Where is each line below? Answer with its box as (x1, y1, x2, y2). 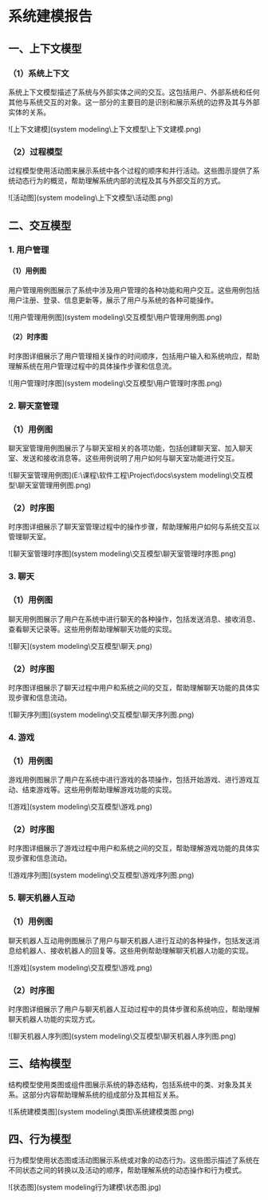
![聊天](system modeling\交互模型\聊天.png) (8, 641, 153, 650)
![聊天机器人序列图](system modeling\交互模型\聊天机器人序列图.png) (8, 1031, 237, 1041)
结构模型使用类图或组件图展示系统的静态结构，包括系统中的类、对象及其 (8, 1079, 246, 1089)
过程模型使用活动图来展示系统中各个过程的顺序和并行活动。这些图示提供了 (8, 166, 253, 176)
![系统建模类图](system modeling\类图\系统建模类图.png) (8, 1106, 195, 1116)
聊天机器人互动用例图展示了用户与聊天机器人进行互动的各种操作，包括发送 (8, 935, 253, 945)
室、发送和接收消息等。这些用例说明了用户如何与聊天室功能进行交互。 (8, 454, 239, 463)
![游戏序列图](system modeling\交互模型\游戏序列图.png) (8, 870, 195, 880)
